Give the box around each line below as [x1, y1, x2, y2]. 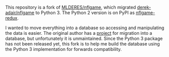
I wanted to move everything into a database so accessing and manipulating [5, 25, 164, 31]
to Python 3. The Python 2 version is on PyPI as [35, 10, 135, 16]
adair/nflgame [5, 10, 35, 16]
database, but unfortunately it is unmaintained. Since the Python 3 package [5, 35, 163, 41]
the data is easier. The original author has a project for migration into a [5, 30, 152, 36]
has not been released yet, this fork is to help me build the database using [5, 41, 160, 47]
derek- [137, 5, 151, 10]
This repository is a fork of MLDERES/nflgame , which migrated [5, 5, 136, 10]
